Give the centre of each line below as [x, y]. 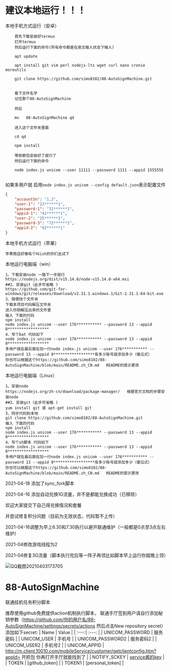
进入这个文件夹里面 [32, 127]
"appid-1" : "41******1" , [41, 214]
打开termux [25, 42]
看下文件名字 [26, 93]
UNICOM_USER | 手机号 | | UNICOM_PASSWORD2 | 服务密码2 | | [89, 639]
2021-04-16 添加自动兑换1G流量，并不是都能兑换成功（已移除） [72, 494]
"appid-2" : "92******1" [40, 228]
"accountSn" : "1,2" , [36, 199]
